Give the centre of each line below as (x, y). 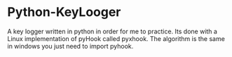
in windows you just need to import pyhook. (70, 46)
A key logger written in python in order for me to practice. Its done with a (112, 31)
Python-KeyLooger (64, 12)
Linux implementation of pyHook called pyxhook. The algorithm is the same (116, 38)
